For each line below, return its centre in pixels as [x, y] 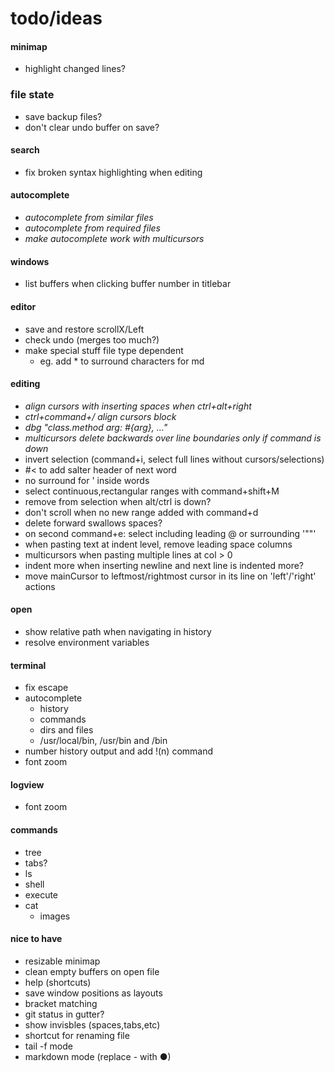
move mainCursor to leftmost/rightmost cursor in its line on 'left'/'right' [170, 576]
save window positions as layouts [93, 993]
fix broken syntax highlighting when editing [113, 172]
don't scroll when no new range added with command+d [141, 512]
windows [30, 261]
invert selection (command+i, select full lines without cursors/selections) [174, 459]
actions [40, 586]
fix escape [46, 688]
